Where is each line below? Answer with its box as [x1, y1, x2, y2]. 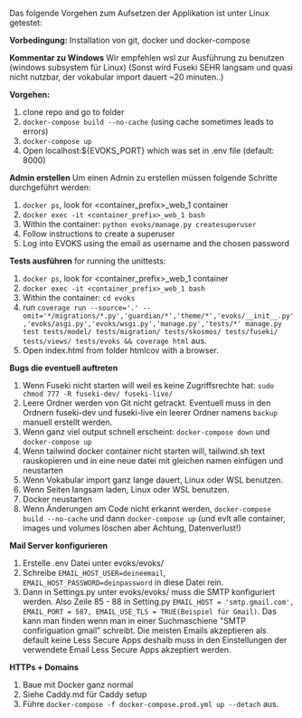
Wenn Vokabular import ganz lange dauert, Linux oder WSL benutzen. [22, 474, 284, 485]
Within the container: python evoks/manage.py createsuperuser [22, 219, 257, 229]
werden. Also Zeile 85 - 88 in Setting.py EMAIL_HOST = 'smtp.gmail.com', [22, 597, 295, 607]
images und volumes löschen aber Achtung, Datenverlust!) [22, 522, 241, 533]
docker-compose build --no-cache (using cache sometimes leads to [22, 117, 274, 127]
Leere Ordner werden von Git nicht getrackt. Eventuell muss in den [22, 397, 271, 408]
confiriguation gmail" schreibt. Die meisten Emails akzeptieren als [22, 625, 267, 636]
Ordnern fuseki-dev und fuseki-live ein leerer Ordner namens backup [22, 407, 278, 417]
